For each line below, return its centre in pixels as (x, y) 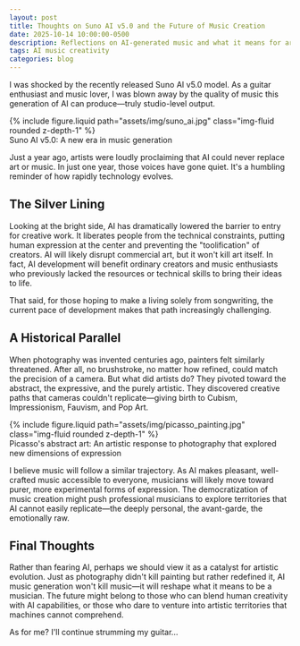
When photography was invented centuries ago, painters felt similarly (137, 360)
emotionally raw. (39, 518)
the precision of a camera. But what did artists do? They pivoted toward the (148, 378)
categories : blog (42, 59)
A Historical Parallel (65, 338)
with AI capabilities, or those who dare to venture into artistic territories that (148, 606)
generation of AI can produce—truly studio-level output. (112, 103)
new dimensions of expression (66, 453)
